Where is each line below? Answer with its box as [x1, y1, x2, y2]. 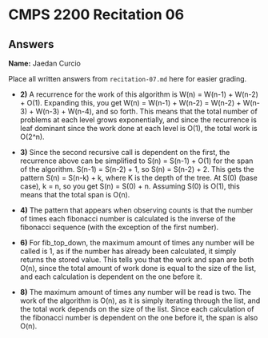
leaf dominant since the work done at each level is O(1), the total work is [19, 124, 258, 133]
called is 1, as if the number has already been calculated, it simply [19, 246, 237, 256]
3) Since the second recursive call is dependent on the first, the [19, 148, 230, 157]
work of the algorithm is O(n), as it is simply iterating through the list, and [19, 296, 261, 305]
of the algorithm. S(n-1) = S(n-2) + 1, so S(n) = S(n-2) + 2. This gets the [19, 165, 254, 173]
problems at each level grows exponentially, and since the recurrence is [19, 115, 258, 125]
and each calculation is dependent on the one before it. [19, 272, 202, 281]
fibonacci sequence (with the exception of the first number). [19, 222, 219, 232]
